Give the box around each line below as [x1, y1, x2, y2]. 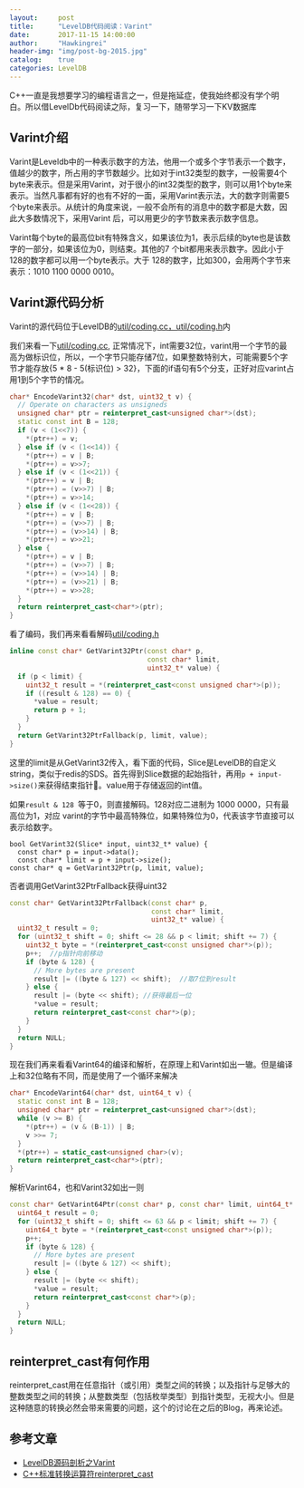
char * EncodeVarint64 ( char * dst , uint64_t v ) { [9, 1088, 193, 1097]
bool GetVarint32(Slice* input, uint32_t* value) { [9, 839, 208, 848]
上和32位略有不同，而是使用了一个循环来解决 [9, 1070, 178, 1081]
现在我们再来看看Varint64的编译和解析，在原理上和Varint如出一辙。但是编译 [9, 1059, 293, 1070]
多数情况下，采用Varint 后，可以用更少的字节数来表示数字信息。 [24, 212, 264, 223]
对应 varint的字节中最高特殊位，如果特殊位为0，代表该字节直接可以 [43, 810, 295, 821]
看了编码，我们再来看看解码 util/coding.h [9, 629, 160, 640]
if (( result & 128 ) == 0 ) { [25, 689, 131, 698]
